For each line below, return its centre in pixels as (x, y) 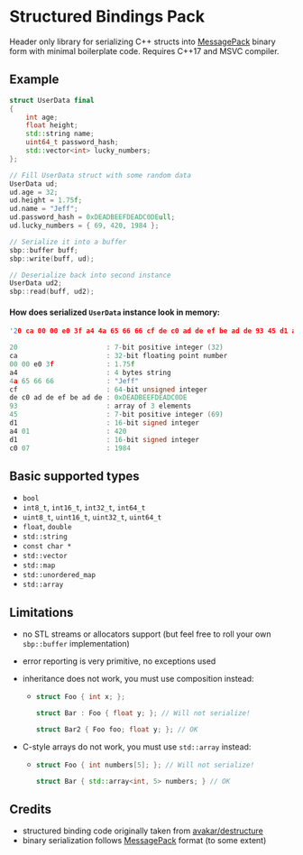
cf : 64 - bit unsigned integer (108, 390)
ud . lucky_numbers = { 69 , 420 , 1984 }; (84, 225)
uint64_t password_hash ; (72, 142)
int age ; (42, 117)
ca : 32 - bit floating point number (119, 356)
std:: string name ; (60, 134)
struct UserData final (52, 100)
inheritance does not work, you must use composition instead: (138, 679)
